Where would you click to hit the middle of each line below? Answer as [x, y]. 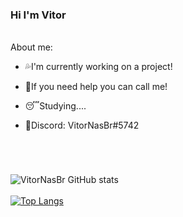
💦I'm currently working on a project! [98, 67]
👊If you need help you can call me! [96, 87]
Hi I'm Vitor [38, 15]
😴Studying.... [55, 106]
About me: [31, 47]
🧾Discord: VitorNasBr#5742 [82, 125]
